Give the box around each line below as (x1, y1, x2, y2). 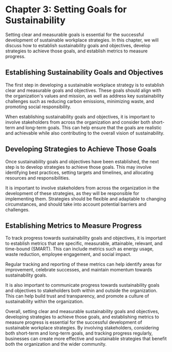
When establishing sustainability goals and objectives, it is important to (5, 113, 155, 120)
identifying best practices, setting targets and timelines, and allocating (5, 169, 154, 175)
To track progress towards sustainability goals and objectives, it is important (5, 235, 166, 241)
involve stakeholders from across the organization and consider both (5, 119, 150, 125)
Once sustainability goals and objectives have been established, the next (5, 158, 159, 165)
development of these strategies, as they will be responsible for (5, 190, 140, 196)
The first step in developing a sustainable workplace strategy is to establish (5, 82, 165, 88)
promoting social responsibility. (5, 104, 72, 110)
